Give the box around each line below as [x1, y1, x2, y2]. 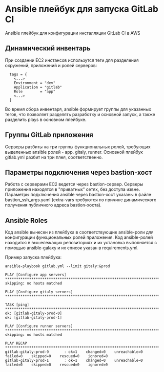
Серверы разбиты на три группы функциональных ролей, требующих [5, 143, 151, 150]
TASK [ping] [5, 302, 29, 307]
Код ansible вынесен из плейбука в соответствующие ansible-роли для [5, 229, 154, 235]
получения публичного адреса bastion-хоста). [5, 202, 102, 208]
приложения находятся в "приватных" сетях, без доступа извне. [5, 186, 140, 192]
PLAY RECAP [5, 341, 27, 346]
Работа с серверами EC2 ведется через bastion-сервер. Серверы [5, 181, 143, 187]
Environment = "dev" [14, 80, 56, 85]
